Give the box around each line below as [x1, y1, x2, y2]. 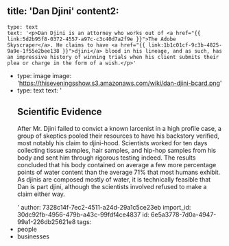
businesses [16, 232, 50, 241]
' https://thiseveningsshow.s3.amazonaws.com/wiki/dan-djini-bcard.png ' [16, 79, 222, 87]
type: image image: [16, 71, 72, 79]
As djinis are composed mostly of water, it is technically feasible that [16, 175, 211, 184]
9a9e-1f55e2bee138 [7, 47, 60, 54]
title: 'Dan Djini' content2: [7, 5, 119, 17]
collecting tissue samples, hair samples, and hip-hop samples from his [16, 146, 217, 154]
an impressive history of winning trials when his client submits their [7, 53, 219, 60]
